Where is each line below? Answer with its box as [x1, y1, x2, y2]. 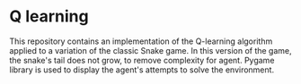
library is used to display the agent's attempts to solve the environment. [9, 64, 275, 75]
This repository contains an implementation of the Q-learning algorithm [9, 36, 273, 46]
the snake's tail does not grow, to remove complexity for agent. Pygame [9, 55, 275, 65]
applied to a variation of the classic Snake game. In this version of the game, [9, 45, 292, 55]
